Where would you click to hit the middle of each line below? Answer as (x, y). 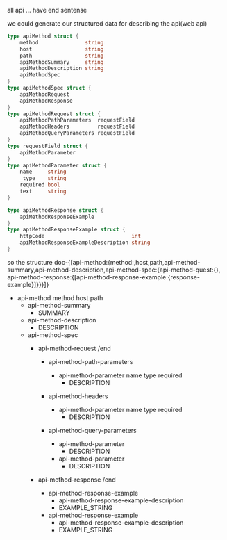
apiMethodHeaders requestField (77, 127)
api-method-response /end (77, 480)
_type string (43, 179)
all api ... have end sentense (47, 10)
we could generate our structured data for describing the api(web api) (107, 23)
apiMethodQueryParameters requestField (77, 133)
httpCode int (80, 236)
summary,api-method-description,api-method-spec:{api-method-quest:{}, (114, 270)
